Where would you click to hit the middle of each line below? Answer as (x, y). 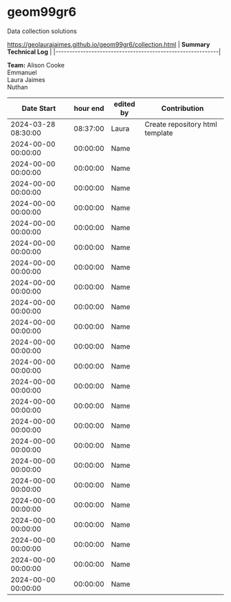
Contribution (183, 108)
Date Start (39, 108)
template (159, 133)
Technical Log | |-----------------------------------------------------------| (114, 52)
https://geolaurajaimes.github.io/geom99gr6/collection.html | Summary (109, 44)
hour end (89, 108)
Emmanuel (22, 72)
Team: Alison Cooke (36, 65)
